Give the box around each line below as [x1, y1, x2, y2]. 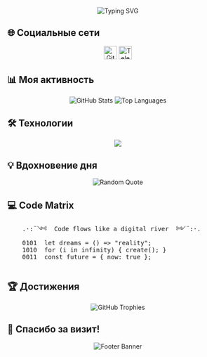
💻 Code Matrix [7, 199, 74, 211]
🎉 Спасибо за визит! [7, 323, 100, 335]
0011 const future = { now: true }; [22, 253, 152, 261]
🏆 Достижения [7, 281, 80, 293]
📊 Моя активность [7, 74, 95, 86]
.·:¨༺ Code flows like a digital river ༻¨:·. [22, 225, 201, 233]
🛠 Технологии [7, 117, 74, 129]
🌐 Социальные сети [7, 27, 100, 39]
